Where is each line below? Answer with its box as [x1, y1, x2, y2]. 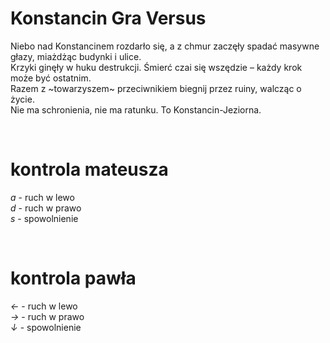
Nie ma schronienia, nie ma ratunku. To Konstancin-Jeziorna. [10, 103, 262, 116]
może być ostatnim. [10, 72, 92, 84]
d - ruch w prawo [10, 202, 82, 214]
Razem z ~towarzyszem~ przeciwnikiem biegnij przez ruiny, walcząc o [10, 82, 302, 94]
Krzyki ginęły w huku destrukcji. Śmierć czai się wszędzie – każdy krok [10, 61, 303, 73]
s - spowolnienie [10, 212, 79, 224]
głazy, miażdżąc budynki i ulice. [10, 50, 142, 62]
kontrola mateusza [10, 158, 169, 181]
